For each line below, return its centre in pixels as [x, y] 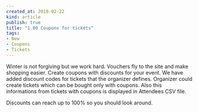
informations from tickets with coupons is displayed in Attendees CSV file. [96, 91]
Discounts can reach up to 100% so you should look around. [79, 103]
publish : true [24, 22]
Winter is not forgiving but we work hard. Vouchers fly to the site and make [97, 66]
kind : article [24, 17]
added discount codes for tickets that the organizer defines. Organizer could [99, 79]
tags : [13, 33]
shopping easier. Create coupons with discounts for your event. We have [95, 72]
